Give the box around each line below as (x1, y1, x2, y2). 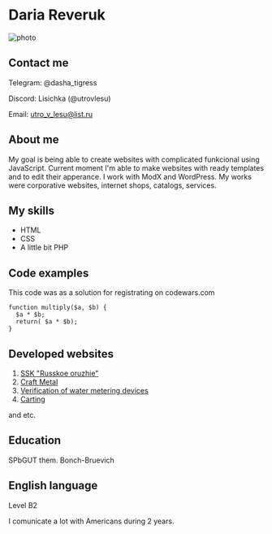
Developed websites (8, 347, 114, 361)
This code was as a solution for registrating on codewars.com (8, 288, 215, 297)
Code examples (8, 266, 89, 280)
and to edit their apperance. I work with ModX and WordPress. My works (8, 171, 252, 181)
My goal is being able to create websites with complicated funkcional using (8, 154, 260, 164)
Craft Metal (19, 377, 58, 387)
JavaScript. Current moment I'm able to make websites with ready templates (8, 163, 265, 172)
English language (8, 479, 98, 493)
